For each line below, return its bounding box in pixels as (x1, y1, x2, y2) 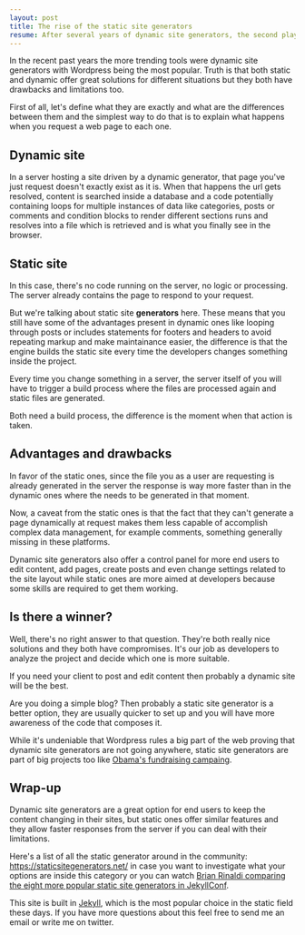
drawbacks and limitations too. (9, 84, 124, 96)
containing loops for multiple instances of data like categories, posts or (9, 201, 275, 212)
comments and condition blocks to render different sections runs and (9, 210, 269, 221)
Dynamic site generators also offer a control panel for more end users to (9, 554, 280, 565)
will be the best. (9, 679, 69, 691)
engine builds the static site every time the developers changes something (9, 347, 288, 357)
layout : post (9, 13, 59, 23)
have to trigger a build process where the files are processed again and (9, 383, 277, 394)
